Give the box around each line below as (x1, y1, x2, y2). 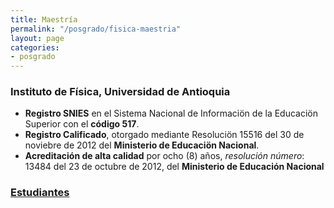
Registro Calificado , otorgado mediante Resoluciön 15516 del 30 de (24, 129, 305, 141)
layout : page (10, 33, 65, 43)
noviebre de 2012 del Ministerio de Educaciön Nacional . (24, 139, 260, 151)
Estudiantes (10, 186, 70, 200)
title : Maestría (10, 14, 78, 25)
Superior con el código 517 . (24, 118, 140, 130)
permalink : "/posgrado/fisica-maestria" (10, 24, 182, 34)
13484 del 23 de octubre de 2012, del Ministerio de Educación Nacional (24, 161, 325, 173)
